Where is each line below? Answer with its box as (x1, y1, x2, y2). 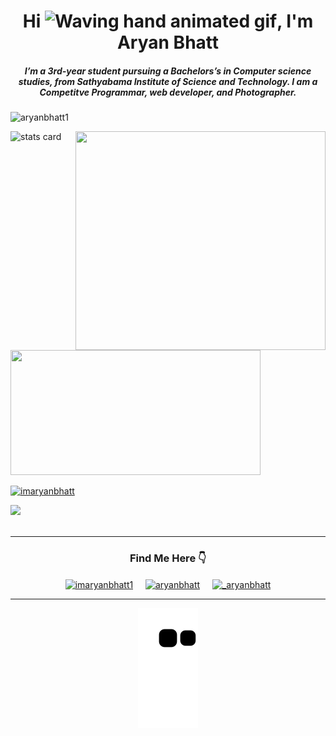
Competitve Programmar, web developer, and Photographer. (39, 86, 297, 98)
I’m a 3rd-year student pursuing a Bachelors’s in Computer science (24, 65, 312, 77)
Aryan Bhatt (116, 31, 220, 54)
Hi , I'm (22, 10, 314, 33)
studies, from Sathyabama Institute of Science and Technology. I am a (18, 75, 318, 87)
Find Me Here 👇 (129, 551, 207, 565)
